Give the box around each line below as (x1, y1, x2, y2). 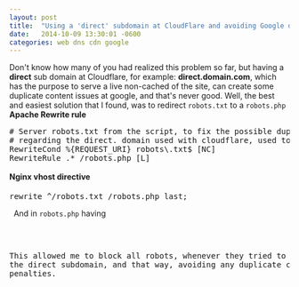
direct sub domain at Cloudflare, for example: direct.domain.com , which (9, 72, 278, 83)
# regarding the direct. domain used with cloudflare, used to (9, 135, 291, 146)
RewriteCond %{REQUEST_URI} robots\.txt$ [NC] (9, 144, 216, 155)
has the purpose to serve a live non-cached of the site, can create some (9, 81, 274, 92)
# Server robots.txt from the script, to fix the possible (9, 126, 273, 137)
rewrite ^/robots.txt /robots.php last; (9, 191, 189, 201)
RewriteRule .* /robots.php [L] (9, 153, 150, 163)
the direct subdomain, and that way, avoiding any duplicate (9, 259, 282, 269)
